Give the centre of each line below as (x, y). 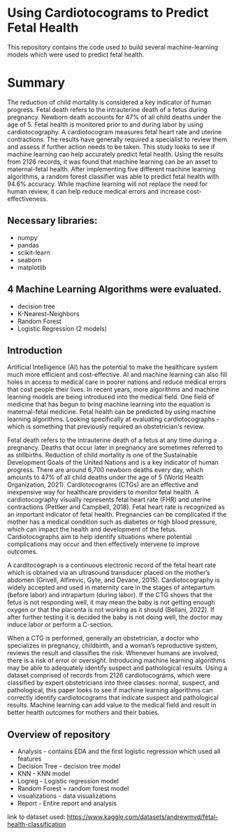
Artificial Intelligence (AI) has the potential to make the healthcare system (113, 367)
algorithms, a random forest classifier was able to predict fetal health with (113, 176)
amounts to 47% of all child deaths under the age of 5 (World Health (105, 478)
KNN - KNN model (44, 773)
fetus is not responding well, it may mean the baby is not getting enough (111, 602)
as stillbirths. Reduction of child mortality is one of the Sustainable (102, 455)
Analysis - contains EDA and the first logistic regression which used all (119, 751)
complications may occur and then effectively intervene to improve (103, 544)
